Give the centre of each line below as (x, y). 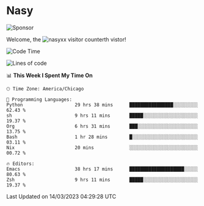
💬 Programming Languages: (39, 99)
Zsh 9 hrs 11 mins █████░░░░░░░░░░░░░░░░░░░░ (102, 180)
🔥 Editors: (20, 164)
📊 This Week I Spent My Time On (49, 75)
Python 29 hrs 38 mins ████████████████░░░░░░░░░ (102, 105)
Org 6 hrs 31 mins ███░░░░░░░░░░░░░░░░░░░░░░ (102, 126)
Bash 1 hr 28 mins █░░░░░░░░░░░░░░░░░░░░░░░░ (102, 137)
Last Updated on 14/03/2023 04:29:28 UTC (61, 196)
